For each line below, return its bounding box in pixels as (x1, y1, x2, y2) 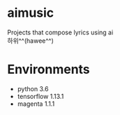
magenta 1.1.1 (17, 100, 55, 108)
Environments (7, 62, 91, 78)
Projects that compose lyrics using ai (7, 28, 114, 36)
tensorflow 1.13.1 (17, 92, 64, 100)
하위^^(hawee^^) (7, 36, 54, 45)
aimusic (7, 5, 54, 21)
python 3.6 (17, 84, 49, 93)
